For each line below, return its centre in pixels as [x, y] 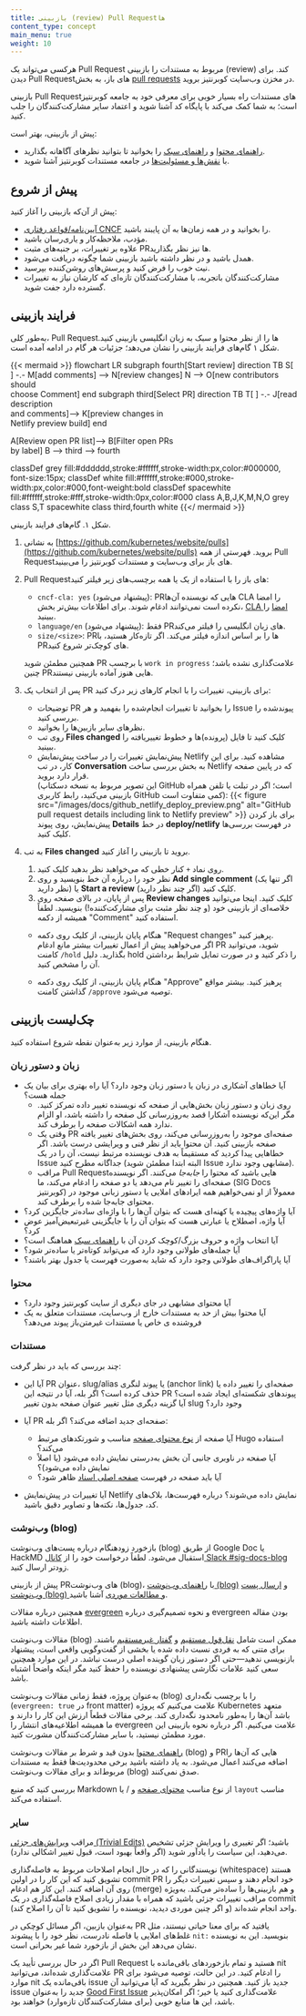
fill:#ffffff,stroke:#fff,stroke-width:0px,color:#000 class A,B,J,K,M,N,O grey [150, 496]
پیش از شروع [44, 189]
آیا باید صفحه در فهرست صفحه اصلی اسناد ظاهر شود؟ [129, 1477]
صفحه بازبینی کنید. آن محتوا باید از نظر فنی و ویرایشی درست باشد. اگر [157, 1143]
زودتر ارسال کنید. [40, 1567]
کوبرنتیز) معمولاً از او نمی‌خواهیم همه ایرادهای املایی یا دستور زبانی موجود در [166, 1192]
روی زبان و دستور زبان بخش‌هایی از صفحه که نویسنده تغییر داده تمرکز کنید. [164, 1104]
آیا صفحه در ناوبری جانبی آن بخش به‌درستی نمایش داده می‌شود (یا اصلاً [157, 1458]
